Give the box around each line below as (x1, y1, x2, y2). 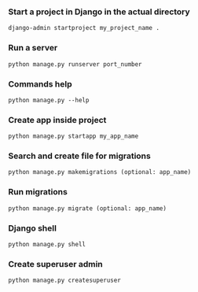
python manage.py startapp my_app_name (8, 132, 139, 140)
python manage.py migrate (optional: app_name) (8, 204, 167, 213)
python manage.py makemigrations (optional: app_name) (8, 168, 192, 176)
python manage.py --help (8, 96, 90, 104)
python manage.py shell (8, 241, 86, 249)
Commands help (8, 78, 72, 89)
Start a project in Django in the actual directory (8, 6, 190, 17)
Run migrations (8, 187, 68, 198)
